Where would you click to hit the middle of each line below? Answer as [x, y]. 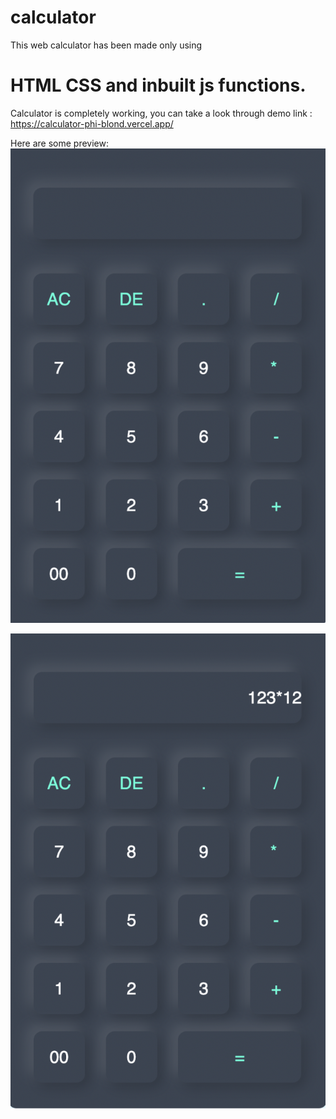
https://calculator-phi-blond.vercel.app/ [92, 123]
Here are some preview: [60, 143]
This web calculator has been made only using [106, 45]
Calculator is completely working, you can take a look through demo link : [161, 113]
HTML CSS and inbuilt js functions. [158, 85]
